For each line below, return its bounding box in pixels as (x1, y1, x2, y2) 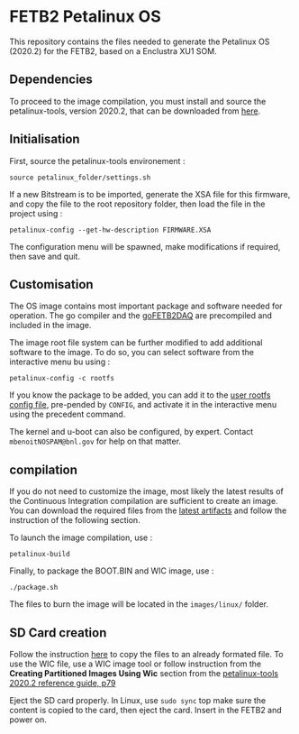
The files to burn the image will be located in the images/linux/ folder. (9, 599, 268, 610)
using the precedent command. (9, 408, 126, 420)
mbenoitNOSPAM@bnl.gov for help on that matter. (9, 436, 182, 447)
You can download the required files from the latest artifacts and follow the (9, 505, 287, 516)
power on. (9, 714, 47, 725)
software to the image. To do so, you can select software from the (9, 347, 255, 358)
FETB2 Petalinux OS (9, 6, 161, 27)
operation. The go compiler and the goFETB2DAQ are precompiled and (9, 310, 273, 321)
